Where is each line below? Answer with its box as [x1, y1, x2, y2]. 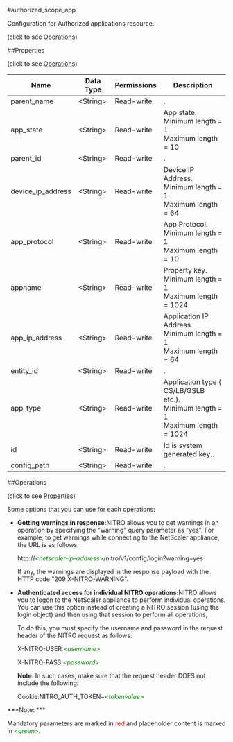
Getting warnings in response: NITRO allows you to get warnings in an [17, 519, 219, 526]
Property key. [163, 266, 208, 275]
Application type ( [163, 377, 222, 387]
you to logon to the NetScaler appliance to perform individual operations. [17, 596, 226, 604]
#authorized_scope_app [7, 6, 76, 14]
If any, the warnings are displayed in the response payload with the [17, 568, 209, 576]
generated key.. [163, 449, 214, 458]
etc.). [163, 395, 180, 404]
